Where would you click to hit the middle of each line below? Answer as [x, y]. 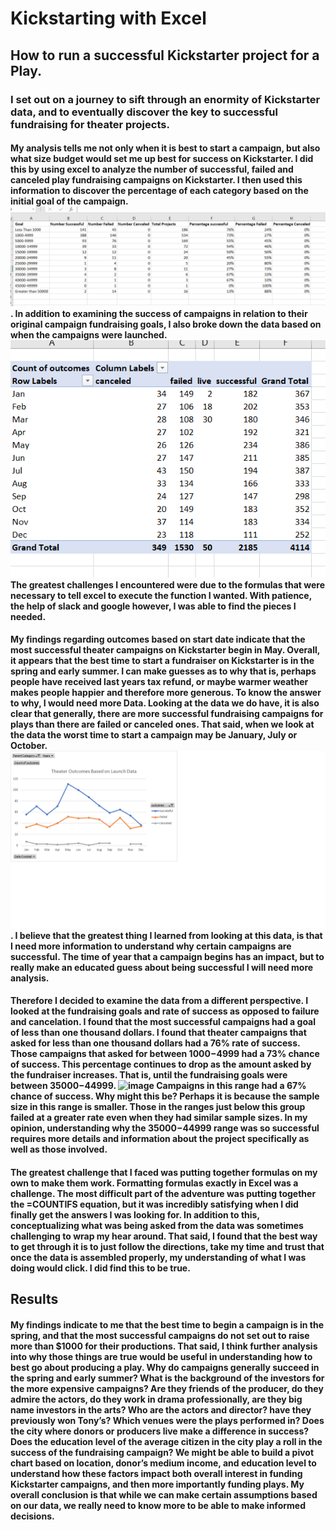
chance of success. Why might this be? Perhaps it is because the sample [165, 1096]
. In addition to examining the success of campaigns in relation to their [159, 313]
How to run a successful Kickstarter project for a [165, 55]
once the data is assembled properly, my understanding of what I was [158, 1257]
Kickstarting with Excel [108, 18]
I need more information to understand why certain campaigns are [151, 946]
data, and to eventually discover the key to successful [144, 112]
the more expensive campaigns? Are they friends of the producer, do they [167, 1388]
